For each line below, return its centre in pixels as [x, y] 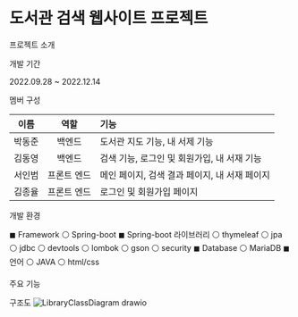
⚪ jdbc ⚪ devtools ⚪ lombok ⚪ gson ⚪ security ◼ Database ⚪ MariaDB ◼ [150, 247]
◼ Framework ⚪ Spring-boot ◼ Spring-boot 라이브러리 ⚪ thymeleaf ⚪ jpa [146, 234]
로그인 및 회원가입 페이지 [149, 191]
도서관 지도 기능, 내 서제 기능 [157, 141]
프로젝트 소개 [32, 45]
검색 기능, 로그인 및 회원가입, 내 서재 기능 [181, 158]
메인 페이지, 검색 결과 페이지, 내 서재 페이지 [185, 175]
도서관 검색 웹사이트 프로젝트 [109, 18]
